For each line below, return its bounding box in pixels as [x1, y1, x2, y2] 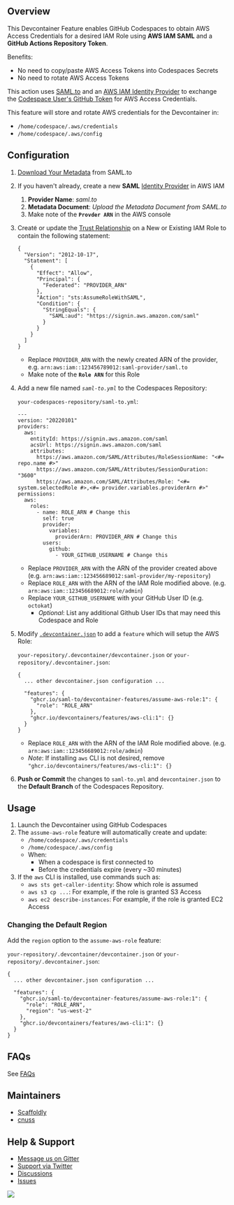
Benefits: [7, 52, 34, 61]
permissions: [17, 490, 56, 498]
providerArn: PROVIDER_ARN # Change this [54, 533, 177, 540]
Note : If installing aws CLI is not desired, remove [27, 754, 166, 762]
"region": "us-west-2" [25, 1007, 92, 1014]
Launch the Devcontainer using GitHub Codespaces [17, 821, 168, 829]
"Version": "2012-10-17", [24, 251, 99, 258]
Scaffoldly [17, 1108, 47, 1117]
